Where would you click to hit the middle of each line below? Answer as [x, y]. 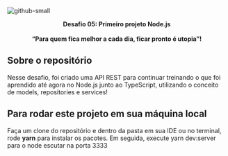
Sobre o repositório [50, 61]
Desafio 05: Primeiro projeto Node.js [117, 24]
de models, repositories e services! [57, 92]
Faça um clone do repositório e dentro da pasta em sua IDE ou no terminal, [114, 130]
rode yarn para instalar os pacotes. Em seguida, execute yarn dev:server [112, 138]
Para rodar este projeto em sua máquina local [107, 114]
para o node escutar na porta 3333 [57, 145]
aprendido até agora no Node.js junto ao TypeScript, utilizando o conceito [113, 85]
